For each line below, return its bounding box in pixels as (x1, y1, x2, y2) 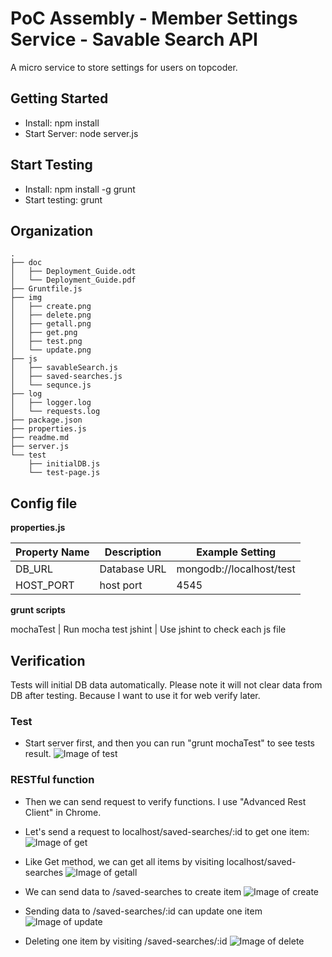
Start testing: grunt (24, 193, 103, 206)
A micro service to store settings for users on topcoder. (10, 61, 238, 73)
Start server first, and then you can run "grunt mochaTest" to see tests (24, 737, 315, 749)
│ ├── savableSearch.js (10, 363, 118, 373)
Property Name (15, 545, 90, 559)
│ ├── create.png (10, 302, 92, 312)
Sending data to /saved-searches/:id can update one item (24, 905, 263, 917)
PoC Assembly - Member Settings (10, 7, 298, 30)
